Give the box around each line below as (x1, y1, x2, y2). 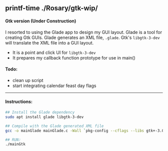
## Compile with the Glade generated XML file (5, 123, 104, 128)
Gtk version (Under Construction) (5, 17, 76, 24)
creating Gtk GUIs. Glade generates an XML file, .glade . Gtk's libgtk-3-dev (5, 34, 160, 40)
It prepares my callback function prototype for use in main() (12, 54, 136, 60)
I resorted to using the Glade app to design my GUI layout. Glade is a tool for (5, 29, 162, 35)
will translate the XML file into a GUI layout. (5, 39, 94, 45)
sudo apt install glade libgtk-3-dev (5, 114, 84, 119)
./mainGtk (5, 142, 26, 147)
